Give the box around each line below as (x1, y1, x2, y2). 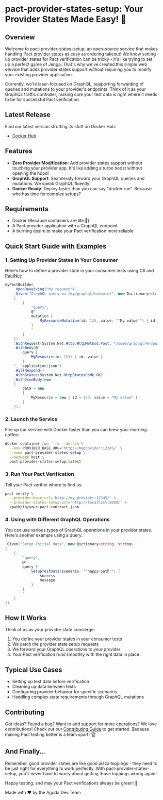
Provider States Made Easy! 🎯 (5, 14, 127, 25)
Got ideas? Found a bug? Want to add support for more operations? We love (5, 721, 157, 727)
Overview (5, 33, 35, 41)
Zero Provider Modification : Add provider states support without (12, 160, 142, 166)
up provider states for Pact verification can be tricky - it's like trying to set (5, 56, 153, 62)
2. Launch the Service (5, 416, 58, 422)
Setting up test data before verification (12, 679, 90, 684)
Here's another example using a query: (5, 533, 83, 538)
